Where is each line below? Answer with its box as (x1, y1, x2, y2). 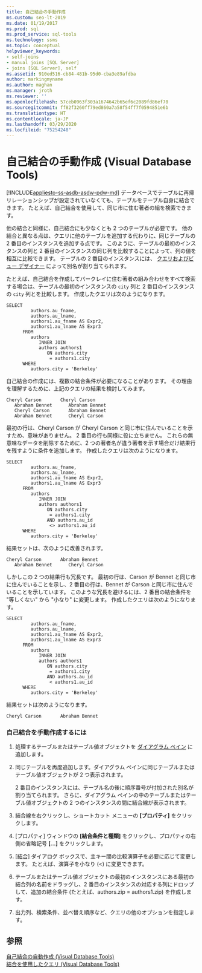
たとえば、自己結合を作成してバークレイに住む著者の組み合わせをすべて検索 (6, 275, 196, 282)
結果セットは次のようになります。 (6, 701, 90, 708)
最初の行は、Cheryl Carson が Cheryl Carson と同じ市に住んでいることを (6, 424, 188, 431)
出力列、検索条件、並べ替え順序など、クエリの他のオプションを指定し (14, 909, 190, 916)
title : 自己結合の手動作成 (6, 8, 66, 15)
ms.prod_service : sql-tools (6, 31, 77, 38)
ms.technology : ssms (6, 37, 58, 43)
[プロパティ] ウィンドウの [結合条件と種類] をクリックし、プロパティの (14, 833, 191, 840)
